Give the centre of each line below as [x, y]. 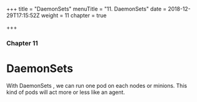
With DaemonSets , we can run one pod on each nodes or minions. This [97, 85]
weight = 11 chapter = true [74, 15]
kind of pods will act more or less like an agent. [66, 92]
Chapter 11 [22, 43]
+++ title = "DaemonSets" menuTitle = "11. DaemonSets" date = [87, 9]
